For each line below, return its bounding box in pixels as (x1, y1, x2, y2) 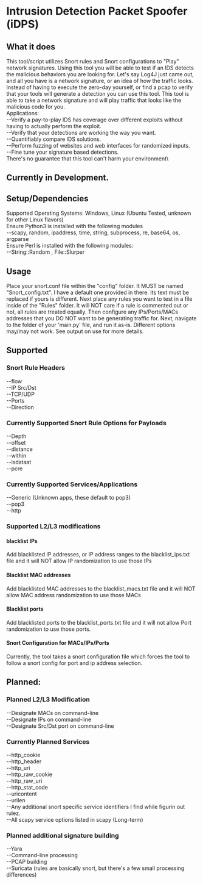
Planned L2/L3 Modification (6, 695, 90, 704)
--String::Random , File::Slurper (6, 248, 85, 256)
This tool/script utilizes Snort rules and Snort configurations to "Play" (6, 58, 179, 65)
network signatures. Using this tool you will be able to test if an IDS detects (6, 64, 194, 71)
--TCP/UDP (6, 390, 35, 398)
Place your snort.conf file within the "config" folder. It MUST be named (6, 282, 184, 290)
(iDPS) (6, 17, 40, 31)
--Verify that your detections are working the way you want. (6, 129, 156, 136)
